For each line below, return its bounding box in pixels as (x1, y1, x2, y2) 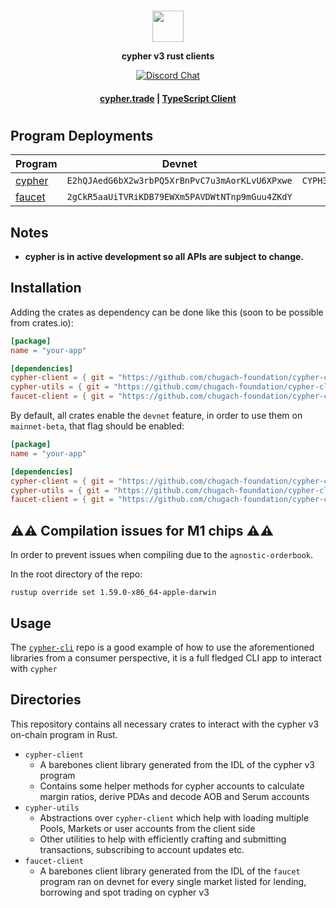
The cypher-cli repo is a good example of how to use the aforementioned (10, 641, 315, 653)
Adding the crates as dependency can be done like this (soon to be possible (10, 306, 324, 318)
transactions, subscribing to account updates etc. (39, 843, 245, 855)
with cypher (10, 662, 58, 674)
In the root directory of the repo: (10, 568, 143, 580)
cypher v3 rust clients (121, 50, 215, 62)
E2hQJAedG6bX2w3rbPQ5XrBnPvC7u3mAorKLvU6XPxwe (66, 175, 293, 187)
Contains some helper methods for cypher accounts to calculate (39, 780, 305, 792)
